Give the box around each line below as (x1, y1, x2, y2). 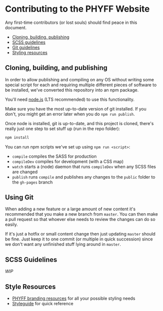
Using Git (5, 193, 34, 201)
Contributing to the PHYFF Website (5, 3, 150, 15)
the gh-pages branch (12, 179, 53, 185)
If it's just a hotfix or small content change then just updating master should (5, 231, 156, 237)
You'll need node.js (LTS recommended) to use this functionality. (5, 96, 135, 102)
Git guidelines (12, 44, 40, 50)
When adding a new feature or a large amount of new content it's (5, 206, 136, 212)
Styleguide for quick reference (12, 301, 74, 307)
